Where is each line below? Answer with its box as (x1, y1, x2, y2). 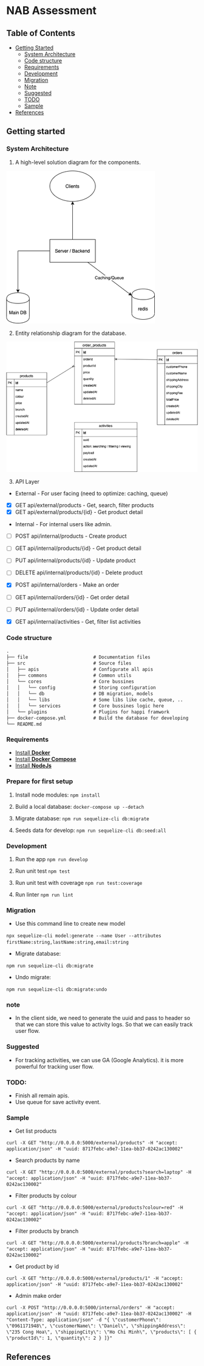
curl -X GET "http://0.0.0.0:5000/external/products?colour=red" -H (6, 1205, 183, 1211)
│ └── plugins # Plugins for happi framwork (6, 709, 170, 715)
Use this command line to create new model (15, 920, 126, 928)
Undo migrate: (15, 974, 52, 981)
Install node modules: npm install (15, 791, 100, 798)
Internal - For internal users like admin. (15, 521, 112, 528)
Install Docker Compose (15, 756, 76, 763)
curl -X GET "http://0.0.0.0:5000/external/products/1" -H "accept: (6, 1275, 183, 1282)
